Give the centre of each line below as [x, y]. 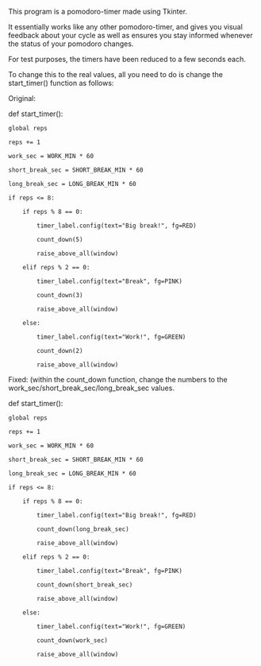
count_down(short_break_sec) [85, 585]
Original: [22, 98]
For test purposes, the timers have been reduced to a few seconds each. [127, 59]
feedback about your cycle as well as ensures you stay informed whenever [130, 35]
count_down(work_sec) [73, 641]
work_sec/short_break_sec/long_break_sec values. [91, 388]
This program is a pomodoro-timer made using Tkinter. [98, 12]
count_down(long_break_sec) [83, 529]
